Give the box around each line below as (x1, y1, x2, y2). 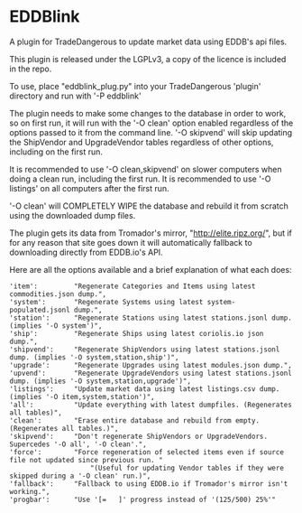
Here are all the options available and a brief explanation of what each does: (9, 264, 292, 275)
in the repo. (9, 63, 52, 74)
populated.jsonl (9, 305, 70, 314)
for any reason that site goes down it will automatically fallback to (9, 237, 252, 247)
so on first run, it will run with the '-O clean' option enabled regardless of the (9, 117, 294, 128)
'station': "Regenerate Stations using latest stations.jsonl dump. (9, 313, 293, 322)
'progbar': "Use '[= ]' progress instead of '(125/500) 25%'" (9, 495, 277, 504)
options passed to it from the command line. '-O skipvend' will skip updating (9, 126, 293, 137)
